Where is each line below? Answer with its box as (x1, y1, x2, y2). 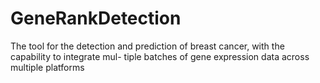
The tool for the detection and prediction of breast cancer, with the (10, 40, 285, 52)
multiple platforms (10, 61, 85, 73)
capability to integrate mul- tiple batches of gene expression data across (10, 50, 310, 62)
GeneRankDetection (10, 7, 182, 30)
